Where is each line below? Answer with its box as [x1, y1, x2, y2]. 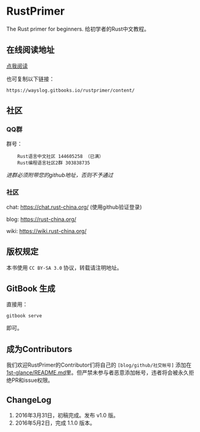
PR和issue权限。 [11, 376, 54, 384]
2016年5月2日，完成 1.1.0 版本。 [15, 419, 96, 427]
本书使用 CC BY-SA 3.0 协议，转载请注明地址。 [6, 264, 123, 271]
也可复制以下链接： [6, 75, 55, 82]
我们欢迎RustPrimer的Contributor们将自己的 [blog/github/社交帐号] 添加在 [6, 361, 192, 369]
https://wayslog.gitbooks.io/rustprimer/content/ [6, 87, 135, 93]
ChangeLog [6, 395, 52, 405]
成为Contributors [6, 344, 73, 355]
